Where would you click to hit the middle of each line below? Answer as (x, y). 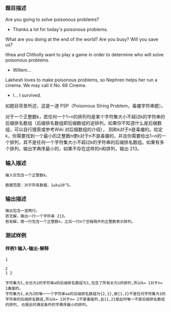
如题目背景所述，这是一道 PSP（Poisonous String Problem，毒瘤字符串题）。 (86, 106)
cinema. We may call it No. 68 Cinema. (46, 85)
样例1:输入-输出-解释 (27, 249)
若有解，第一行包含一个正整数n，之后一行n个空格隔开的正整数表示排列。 (70, 221)
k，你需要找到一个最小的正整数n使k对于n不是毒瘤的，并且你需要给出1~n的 (83, 136)
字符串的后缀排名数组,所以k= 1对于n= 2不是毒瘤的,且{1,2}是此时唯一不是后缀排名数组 (85, 299)
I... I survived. (27, 95)
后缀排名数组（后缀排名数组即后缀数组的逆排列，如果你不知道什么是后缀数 (83, 123)
